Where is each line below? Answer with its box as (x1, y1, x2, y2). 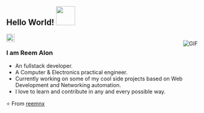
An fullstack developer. (15, 62, 73, 69)
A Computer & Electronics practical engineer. (15, 69, 128, 76)
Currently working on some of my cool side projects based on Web (15, 75, 183, 82)
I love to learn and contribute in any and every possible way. (15, 88, 166, 95)
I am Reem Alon (6, 48, 53, 57)
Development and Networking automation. (15, 82, 121, 89)
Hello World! (6, 18, 55, 28)
